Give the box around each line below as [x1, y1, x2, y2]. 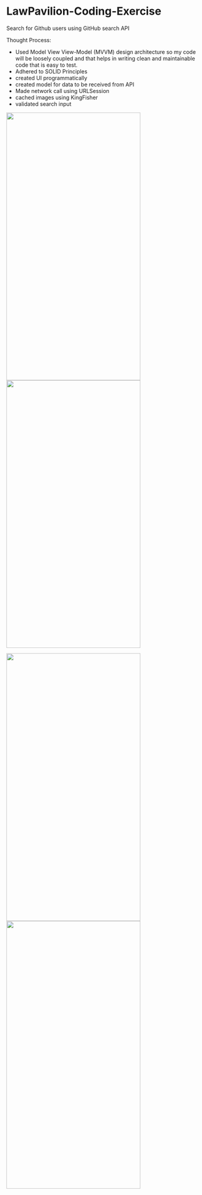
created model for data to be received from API [15, 81, 135, 88]
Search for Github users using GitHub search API [6, 24, 130, 32]
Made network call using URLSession [15, 87, 110, 94]
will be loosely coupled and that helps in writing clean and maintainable [15, 54, 195, 62]
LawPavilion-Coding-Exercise [6, 4, 162, 18]
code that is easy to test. [15, 61, 78, 69]
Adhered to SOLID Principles [15, 67, 88, 75]
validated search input [15, 100, 72, 108]
